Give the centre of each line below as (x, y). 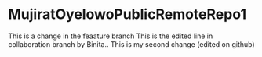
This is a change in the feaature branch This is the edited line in (111, 36)
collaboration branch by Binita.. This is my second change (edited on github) (131, 44)
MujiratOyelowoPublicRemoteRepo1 (127, 14)
